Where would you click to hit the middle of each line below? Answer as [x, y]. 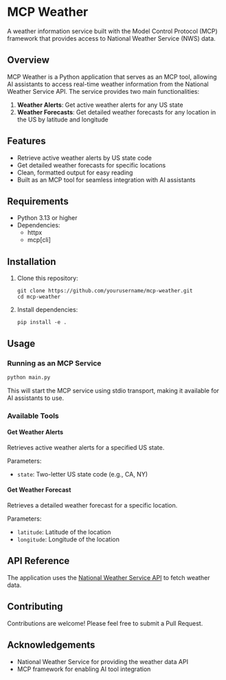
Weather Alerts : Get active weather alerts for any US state [100, 105]
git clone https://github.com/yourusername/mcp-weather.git [105, 291]
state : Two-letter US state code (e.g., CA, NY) [82, 474]
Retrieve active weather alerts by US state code [84, 158]
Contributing [35, 607]
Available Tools [33, 416]
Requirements [38, 201]
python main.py [29, 377]
